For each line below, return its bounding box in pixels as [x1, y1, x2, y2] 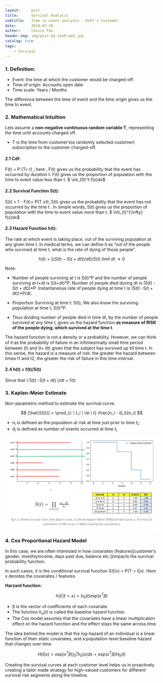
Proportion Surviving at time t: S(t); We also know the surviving [12, 300, 139, 306]
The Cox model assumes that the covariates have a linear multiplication [12, 615, 156, 621]
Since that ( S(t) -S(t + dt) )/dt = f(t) [5, 377, 76, 383]
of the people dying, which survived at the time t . [12, 324, 113, 330]
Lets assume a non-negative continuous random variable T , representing [5, 125, 154, 131]
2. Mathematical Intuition [5, 113, 66, 120]
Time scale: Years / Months [12, 87, 67, 92]
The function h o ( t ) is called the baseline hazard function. [12, 609, 126, 616]
